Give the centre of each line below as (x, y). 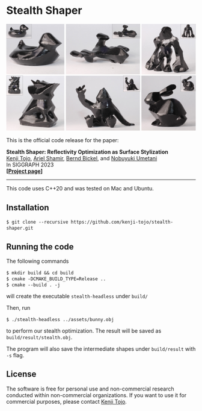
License (21, 374)
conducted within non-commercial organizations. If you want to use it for (96, 395)
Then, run (18, 308)
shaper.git (20, 228)
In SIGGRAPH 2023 (30, 165)
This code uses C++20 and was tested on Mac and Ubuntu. (80, 189)
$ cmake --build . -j (33, 285)
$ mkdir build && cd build (40, 273)
